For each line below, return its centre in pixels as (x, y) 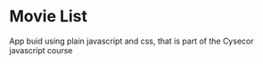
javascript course (41, 50)
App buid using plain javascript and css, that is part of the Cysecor (131, 41)
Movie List (48, 16)
